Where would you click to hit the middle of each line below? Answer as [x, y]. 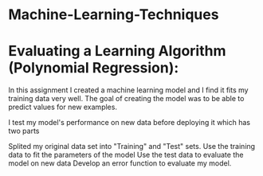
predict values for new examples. [63, 107]
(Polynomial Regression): [94, 68]
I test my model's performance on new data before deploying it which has [130, 123]
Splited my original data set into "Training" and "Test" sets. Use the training [132, 147]
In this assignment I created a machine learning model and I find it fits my [128, 90]
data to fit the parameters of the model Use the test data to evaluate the [126, 155]
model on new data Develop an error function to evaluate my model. [120, 163]
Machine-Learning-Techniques [114, 15]
